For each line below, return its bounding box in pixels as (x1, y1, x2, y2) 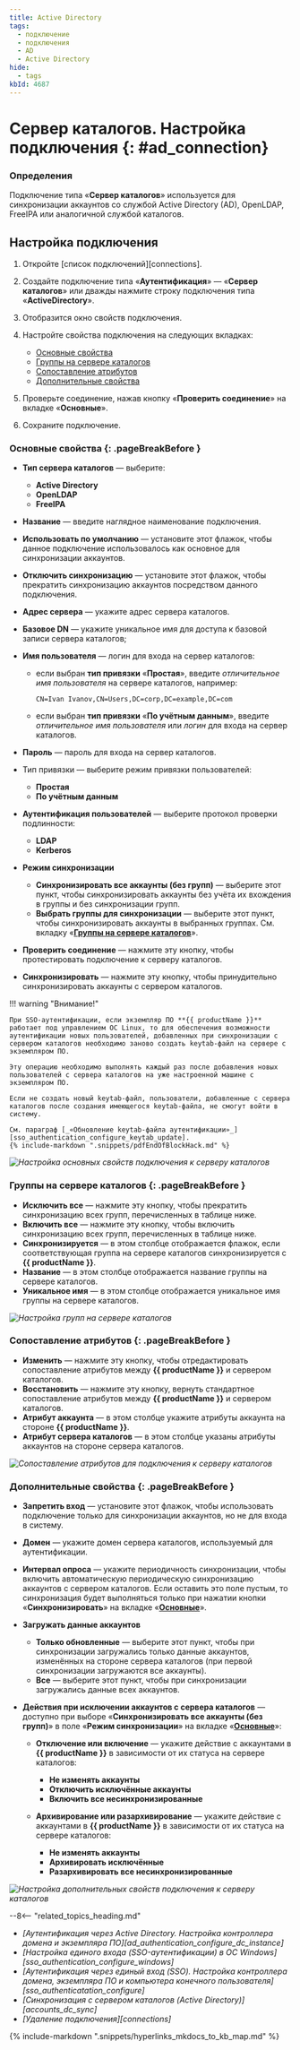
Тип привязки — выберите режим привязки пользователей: (21, 764, 253, 775)
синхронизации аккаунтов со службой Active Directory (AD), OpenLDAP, (9, 199, 285, 211)
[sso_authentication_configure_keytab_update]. (9, 1133, 191, 1142)
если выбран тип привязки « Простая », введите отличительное (35, 668, 280, 679)
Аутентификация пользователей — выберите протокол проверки (21, 808, 278, 820)
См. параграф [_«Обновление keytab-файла (9, 1125, 167, 1134)
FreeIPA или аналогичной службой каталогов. (9, 209, 184, 220)
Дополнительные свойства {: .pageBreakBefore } (9, 1480, 235, 1493)
